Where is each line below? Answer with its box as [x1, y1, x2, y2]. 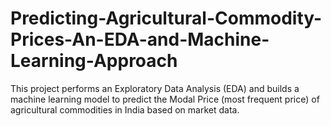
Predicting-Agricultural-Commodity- [10, 7, 323, 30]
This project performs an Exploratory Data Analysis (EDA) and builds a [10, 82, 300, 94]
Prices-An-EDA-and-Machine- [10, 28, 270, 51]
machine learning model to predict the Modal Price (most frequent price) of [10, 93, 320, 105]
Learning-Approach [10, 50, 178, 72]
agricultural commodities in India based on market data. [10, 103, 240, 116]
